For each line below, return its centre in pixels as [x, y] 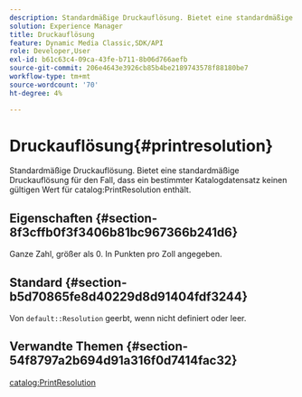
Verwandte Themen [66, 347]
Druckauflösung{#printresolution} [142, 146]
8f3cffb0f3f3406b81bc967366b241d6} [123, 232]
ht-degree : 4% [36, 93]
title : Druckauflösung [52, 34]
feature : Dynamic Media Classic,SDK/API [87, 43]
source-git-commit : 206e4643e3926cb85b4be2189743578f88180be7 [129, 69]
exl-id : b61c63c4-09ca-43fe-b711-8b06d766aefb [99, 60]
